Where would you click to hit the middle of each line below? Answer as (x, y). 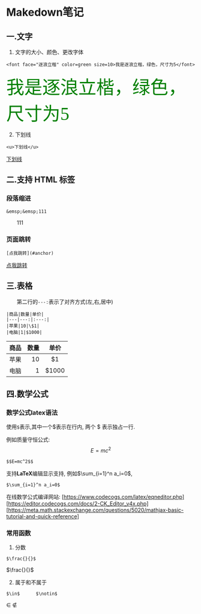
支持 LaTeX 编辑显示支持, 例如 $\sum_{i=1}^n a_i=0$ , (70, 474)
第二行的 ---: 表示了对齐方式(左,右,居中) (65, 301)
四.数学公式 (28, 394)
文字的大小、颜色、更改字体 (49, 52)
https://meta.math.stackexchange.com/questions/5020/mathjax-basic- (96, 510)
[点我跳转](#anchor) (30, 253)
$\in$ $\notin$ (32, 594)
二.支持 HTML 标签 (41, 180)
